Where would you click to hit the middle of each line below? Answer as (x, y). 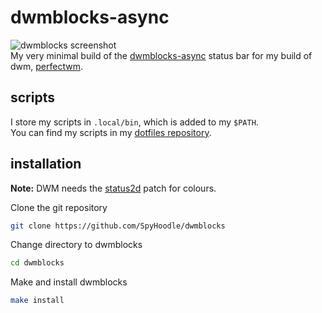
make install (37, 301)
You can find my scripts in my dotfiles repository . (111, 132)
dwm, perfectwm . (46, 66)
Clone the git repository (59, 207)
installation (46, 164)
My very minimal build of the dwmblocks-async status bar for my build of (161, 55)
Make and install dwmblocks (69, 282)
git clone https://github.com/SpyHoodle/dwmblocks (118, 226)
